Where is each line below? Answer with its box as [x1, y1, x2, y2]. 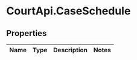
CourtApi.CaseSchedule [6, 4, 131, 18]
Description [53, 46, 88, 54]
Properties [6, 28, 47, 38]
